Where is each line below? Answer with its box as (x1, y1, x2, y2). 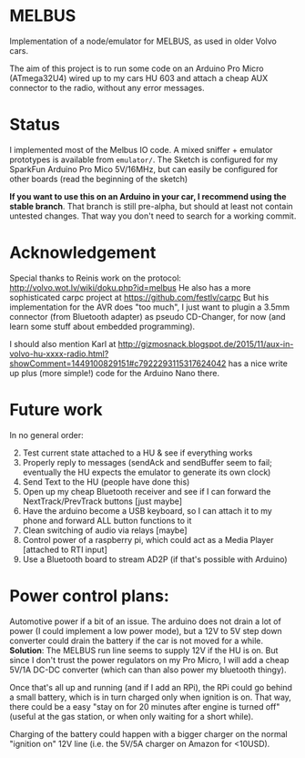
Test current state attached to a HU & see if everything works (22, 447, 253, 458)
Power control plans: (9, 585, 170, 606)
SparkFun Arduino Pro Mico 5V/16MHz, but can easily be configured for (9, 163, 279, 174)
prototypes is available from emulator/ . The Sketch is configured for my (9, 154, 279, 165)
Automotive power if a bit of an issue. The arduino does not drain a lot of (9, 616, 282, 627)
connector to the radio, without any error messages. (9, 82, 205, 93)
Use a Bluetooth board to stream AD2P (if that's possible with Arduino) (22, 553, 289, 565)
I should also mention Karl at (9, 338, 117, 349)
